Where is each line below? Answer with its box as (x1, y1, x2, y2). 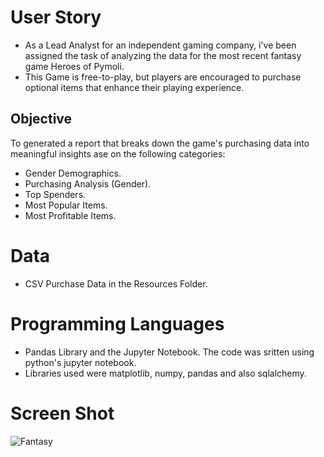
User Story (10, 6, 102, 29)
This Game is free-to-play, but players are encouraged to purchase (24, 71, 302, 83)
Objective (10, 111, 73, 128)
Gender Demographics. (24, 167, 122, 179)
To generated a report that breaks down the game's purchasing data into (10, 137, 310, 149)
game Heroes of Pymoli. (24, 60, 125, 72)
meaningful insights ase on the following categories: (10, 147, 226, 160)
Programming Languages (10, 312, 225, 335)
